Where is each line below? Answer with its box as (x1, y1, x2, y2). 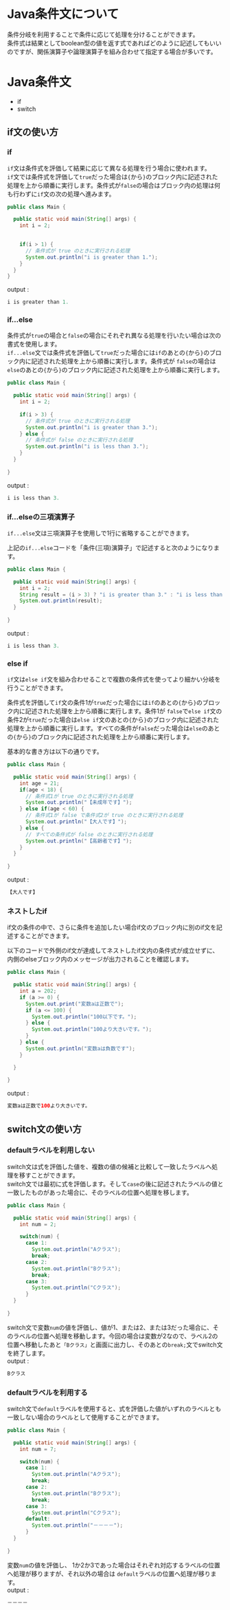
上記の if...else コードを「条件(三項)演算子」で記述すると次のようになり (7, 543, 214, 552)
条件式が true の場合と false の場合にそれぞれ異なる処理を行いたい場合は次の (7, 331, 222, 340)
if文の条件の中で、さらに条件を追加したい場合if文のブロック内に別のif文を (7, 923, 217, 932)
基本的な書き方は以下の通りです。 (7, 748, 103, 756)
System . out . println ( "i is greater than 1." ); (25, 254, 158, 261)
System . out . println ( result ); (19, 598, 103, 605)
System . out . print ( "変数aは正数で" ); (25, 1000, 124, 1008)
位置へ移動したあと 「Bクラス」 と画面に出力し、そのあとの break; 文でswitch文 (7, 1340, 223, 1349)
